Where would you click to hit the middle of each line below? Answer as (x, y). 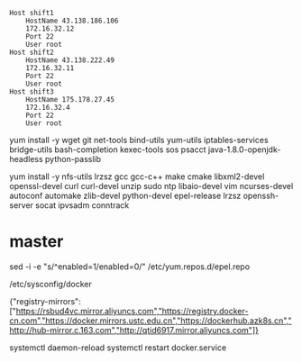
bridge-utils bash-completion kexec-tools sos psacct (108, 149)
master (37, 242)
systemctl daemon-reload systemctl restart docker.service (118, 348)
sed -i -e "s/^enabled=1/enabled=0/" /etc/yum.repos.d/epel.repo (130, 267)
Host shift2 (32, 52)
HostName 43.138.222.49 (70, 60)
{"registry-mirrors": (45, 301)
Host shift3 (32, 92)
